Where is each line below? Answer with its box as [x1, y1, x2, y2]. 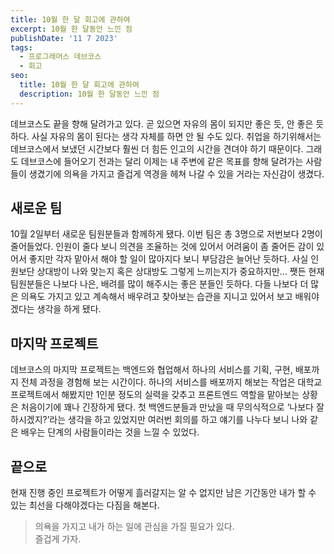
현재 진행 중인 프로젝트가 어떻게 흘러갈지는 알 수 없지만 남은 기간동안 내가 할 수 [10, 487, 317, 499]
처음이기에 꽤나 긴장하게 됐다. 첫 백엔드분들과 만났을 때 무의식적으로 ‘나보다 [20, 401, 314, 413]
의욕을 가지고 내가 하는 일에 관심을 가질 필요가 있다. [34, 521, 235, 533]
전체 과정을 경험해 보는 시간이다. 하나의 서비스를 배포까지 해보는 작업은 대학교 [20, 376, 323, 388]
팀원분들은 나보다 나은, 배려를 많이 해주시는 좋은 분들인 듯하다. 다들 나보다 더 [10, 278, 309, 290]
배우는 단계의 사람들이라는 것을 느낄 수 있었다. [20, 426, 200, 438]
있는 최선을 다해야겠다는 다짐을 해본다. [10, 499, 160, 511]
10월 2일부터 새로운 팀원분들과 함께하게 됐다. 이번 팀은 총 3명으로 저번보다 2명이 [10, 228, 323, 240]
